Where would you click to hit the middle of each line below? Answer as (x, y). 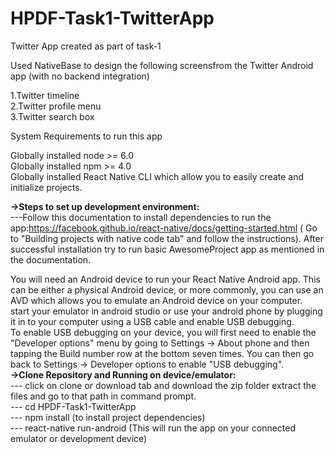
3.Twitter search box (52, 116)
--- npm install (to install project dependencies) (108, 417)
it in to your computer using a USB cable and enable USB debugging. (152, 321)
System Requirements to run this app (86, 136)
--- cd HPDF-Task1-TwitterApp (73, 406)
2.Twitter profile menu (56, 106)
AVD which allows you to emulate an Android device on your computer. (156, 300)
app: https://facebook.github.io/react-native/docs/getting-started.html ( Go (164, 228)
